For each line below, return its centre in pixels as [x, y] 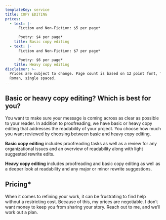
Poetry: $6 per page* [41, 60]
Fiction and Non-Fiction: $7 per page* [59, 51]
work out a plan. [21, 212]
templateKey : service [27, 10]
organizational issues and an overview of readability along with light [74, 149]
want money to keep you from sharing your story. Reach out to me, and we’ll [83, 207]
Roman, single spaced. [33, 78]
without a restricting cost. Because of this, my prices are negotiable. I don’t [82, 202]
